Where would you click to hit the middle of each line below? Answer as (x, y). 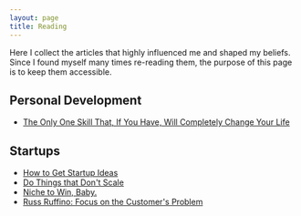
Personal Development (76, 100)
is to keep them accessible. (61, 72)
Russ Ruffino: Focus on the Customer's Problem (113, 202)
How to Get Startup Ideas (70, 173)
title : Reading (38, 26)
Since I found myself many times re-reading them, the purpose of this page (151, 62)
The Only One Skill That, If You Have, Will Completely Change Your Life (156, 122)
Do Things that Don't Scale (73, 182)
